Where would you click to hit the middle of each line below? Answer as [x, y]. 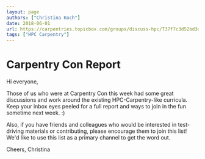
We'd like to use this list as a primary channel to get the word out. [88, 138]
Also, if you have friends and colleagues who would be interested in [92, 125]
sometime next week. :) [36, 113]
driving [15, 131]
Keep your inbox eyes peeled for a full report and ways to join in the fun [96, 107]
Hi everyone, [22, 82]
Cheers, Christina [28, 149]
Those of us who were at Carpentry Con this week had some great [90, 94]
